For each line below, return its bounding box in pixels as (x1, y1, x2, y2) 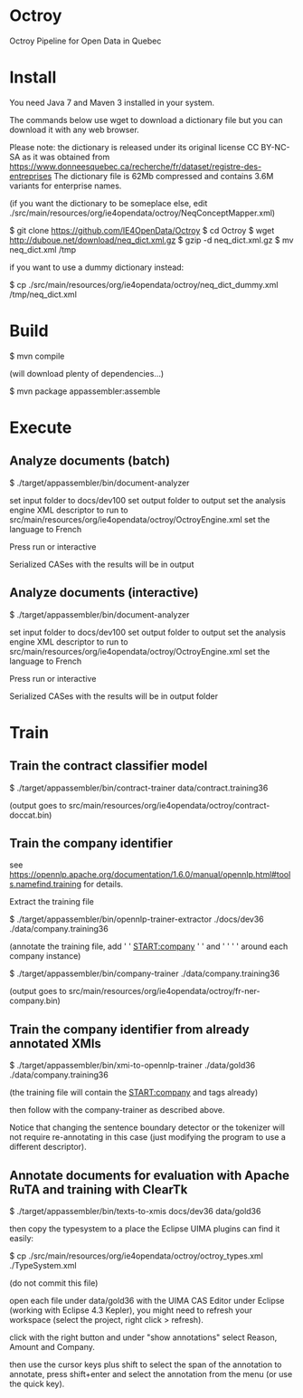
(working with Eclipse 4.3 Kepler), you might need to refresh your (9, 1305, 253, 1316)
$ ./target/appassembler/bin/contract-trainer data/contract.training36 (9, 782, 269, 793)
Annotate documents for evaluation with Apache (9, 1167, 290, 1183)
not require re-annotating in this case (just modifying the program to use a (9, 1132, 287, 1143)
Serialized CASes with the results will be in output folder (9, 690, 219, 702)
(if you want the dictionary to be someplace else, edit (9, 197, 208, 208)
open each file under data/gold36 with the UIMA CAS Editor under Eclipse (9, 1296, 285, 1307)
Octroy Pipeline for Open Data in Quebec (9, 35, 162, 46)
